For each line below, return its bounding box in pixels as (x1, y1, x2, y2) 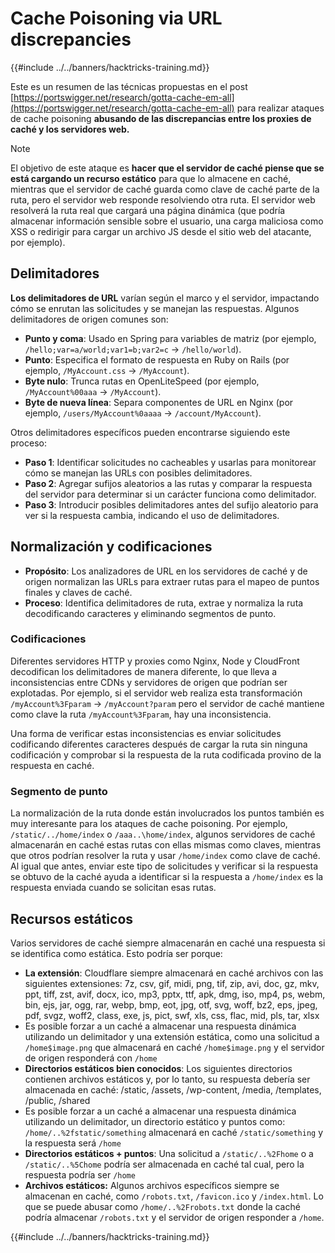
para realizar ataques (236, 102, 325, 114)
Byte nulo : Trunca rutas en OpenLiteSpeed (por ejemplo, (24, 375, 260, 387)
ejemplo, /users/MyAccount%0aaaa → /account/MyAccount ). (24, 407, 262, 419)
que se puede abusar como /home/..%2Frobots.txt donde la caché (24, 1200, 301, 1212)
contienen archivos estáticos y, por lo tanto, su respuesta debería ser (24, 1073, 311, 1085)
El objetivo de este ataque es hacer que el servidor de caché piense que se (10, 162, 325, 174)
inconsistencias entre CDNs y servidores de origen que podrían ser (10, 676, 288, 688)
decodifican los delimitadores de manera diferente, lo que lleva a (10, 665, 278, 677)
